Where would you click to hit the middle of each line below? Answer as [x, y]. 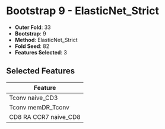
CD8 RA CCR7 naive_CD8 [45, 117]
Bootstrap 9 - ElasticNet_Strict [82, 11]
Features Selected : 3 [41, 52]
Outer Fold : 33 [33, 27]
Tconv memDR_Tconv [39, 107]
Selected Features [41, 71]
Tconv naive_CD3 [34, 98]
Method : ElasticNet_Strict [46, 40]
